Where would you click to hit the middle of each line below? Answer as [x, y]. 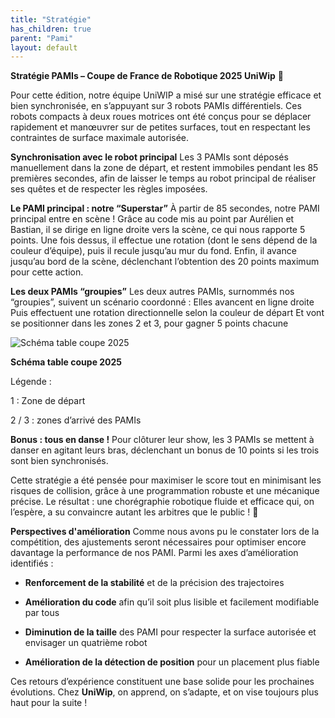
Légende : [31, 382]
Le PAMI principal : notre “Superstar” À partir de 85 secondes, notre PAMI [165, 208]
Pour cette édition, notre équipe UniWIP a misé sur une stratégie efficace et [166, 95]
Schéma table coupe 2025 [66, 362]
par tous [42, 613]
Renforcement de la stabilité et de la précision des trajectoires [154, 583]
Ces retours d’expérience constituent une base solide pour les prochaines [162, 682]
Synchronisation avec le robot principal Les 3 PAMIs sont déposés [149, 157]
